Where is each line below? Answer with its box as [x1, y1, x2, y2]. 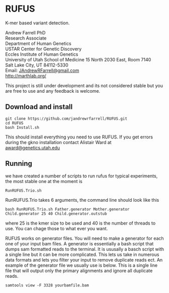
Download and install [5, 102, 73, 112]
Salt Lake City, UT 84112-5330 [5, 62, 69, 68]
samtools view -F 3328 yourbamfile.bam [5, 282, 89, 288]
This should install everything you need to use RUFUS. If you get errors [5, 134, 153, 140]
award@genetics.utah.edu [5, 144, 60, 151]
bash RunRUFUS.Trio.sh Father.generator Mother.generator [5, 206, 130, 212]
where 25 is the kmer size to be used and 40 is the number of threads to [5, 220, 156, 226]
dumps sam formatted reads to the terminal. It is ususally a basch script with [5, 246, 164, 252]
